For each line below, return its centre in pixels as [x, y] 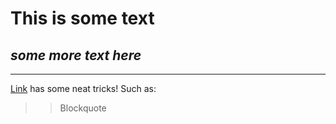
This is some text [82, 18]
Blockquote [83, 108]
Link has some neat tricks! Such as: [83, 88]
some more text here [76, 55]
